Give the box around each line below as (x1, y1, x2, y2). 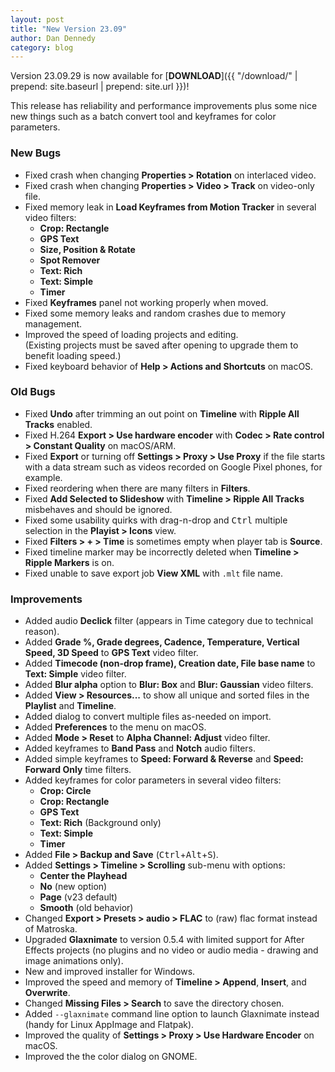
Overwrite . (24, 987, 71, 999)
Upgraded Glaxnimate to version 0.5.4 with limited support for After (24, 934, 305, 946)
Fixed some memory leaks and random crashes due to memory (24, 307, 287, 319)
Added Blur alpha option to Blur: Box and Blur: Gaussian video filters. (24, 679, 314, 691)
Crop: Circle (39, 785, 92, 797)
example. (24, 471, 63, 483)
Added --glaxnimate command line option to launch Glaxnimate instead (24, 1008, 320, 1020)
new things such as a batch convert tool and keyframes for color (10, 111, 277, 123)
